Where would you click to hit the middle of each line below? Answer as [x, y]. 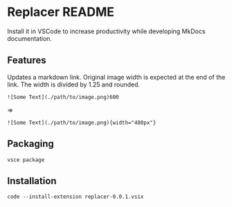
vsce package [26, 160]
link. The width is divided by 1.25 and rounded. [74, 84]
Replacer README [61, 12]
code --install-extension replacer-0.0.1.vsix [75, 197]
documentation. [30, 38]
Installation [32, 181]
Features [27, 61]
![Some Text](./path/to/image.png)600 [63, 97]
